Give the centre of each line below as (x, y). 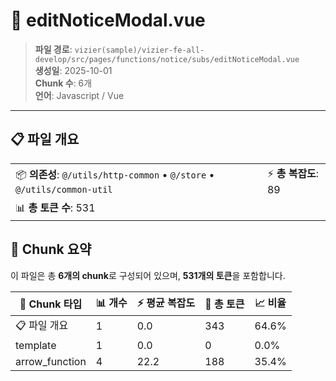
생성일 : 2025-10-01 (73, 70)
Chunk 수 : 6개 (63, 83)
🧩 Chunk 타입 (51, 304)
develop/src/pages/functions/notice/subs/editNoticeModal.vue (167, 59)
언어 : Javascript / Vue (79, 95)
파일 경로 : (53, 49)
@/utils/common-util (64, 189)
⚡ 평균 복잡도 (166, 302)
